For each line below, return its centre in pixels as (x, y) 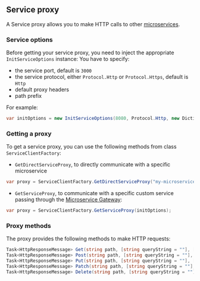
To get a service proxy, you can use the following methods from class (91, 147)
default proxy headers (42, 89)
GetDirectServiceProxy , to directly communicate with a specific (93, 165)
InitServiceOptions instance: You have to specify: (68, 59)
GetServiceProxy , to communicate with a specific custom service (94, 193)
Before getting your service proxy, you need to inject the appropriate (90, 53)
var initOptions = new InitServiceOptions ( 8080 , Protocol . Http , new (93, 119)
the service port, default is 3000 (53, 70)
